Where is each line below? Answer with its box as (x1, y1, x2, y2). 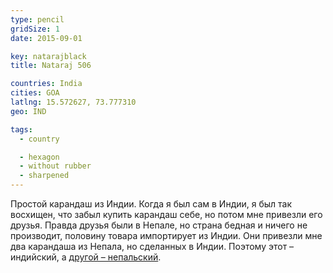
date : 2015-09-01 (10, 33, 83, 43)
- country (19, 134, 60, 144)
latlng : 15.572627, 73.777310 (10, 97, 137, 107)
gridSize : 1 (10, 24, 60, 34)
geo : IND (10, 106, 47, 116)
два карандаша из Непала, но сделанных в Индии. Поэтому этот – (10, 241, 295, 252)
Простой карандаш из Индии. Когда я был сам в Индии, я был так (10, 198, 293, 210)
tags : (10, 124, 33, 135)
